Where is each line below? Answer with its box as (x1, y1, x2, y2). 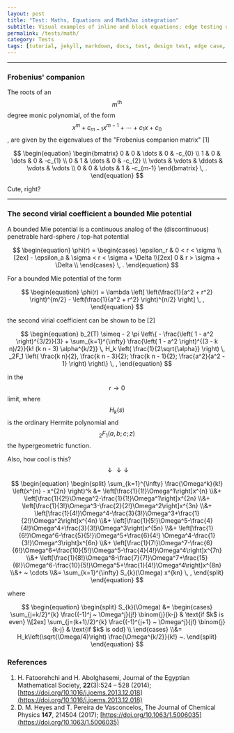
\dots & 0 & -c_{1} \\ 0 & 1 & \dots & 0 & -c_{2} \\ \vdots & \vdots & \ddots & (10, 156, 224, 165)
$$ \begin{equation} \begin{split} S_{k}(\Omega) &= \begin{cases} (21, 603, 213, 612)
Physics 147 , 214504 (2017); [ (17, 710, 103, 719)
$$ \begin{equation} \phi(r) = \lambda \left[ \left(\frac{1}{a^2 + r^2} (21, 288, 213, 296)
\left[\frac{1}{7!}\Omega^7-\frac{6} (113, 539, 213, 547)
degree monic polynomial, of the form (7, 111, 116, 119)
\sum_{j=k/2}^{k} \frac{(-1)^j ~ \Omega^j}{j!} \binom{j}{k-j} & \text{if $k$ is (10, 610, 224, 619)
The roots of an (7, 88, 52, 96)
